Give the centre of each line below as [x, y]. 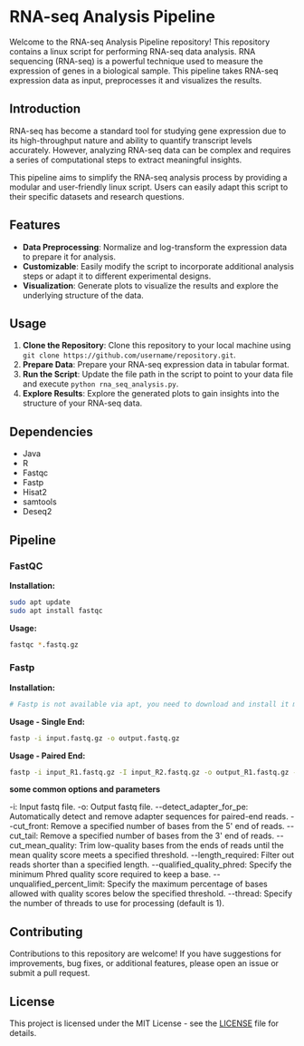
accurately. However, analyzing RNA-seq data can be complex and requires [150, 150]
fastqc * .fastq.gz [44, 645]
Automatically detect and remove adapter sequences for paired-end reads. [149, 816]
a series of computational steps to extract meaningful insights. [126, 160]
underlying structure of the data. [83, 295]
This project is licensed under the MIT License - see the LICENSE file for [144, 1023]
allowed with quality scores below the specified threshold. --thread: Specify [151, 894]
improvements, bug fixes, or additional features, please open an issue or [144, 963]
